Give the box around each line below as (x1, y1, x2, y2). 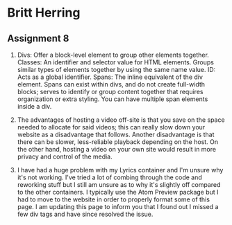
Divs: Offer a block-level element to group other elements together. (17, 51, 210, 59)
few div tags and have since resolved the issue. (17, 210, 154, 218)
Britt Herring (7, 5, 81, 21)
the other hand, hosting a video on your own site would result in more (17, 145, 217, 153)
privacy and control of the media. (17, 152, 113, 161)
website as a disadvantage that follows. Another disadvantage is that (17, 130, 215, 138)
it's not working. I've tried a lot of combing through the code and (17, 173, 203, 181)
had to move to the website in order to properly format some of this (17, 195, 210, 204)
